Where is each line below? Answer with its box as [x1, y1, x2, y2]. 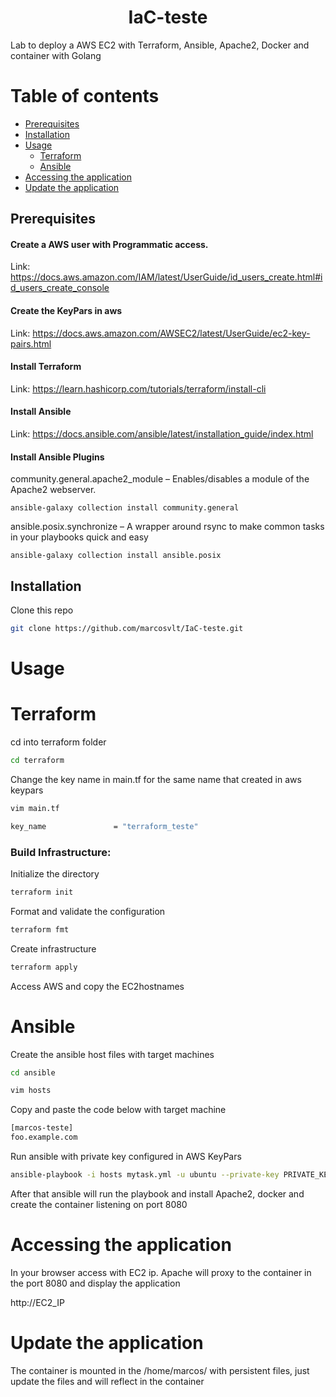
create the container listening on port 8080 [10, 1198, 188, 1210]
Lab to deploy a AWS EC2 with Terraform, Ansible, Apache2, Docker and [10, 39, 310, 51]
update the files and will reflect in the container [10, 1375, 205, 1387]
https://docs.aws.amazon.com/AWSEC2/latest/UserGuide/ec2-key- [32, 327, 311, 339]
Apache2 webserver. [10, 484, 97, 496]
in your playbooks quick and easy [10, 531, 149, 543]
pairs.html [10, 337, 52, 350]
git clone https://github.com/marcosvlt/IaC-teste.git [10, 624, 244, 634]
